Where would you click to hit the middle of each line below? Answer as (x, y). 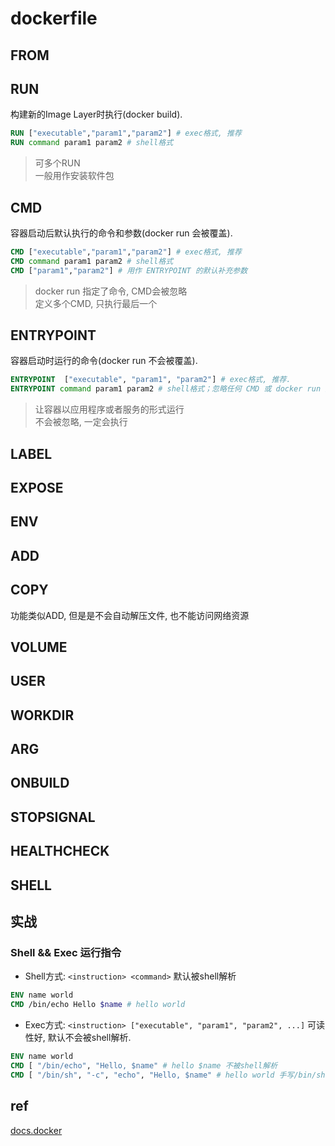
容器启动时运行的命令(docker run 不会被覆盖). (104, 361)
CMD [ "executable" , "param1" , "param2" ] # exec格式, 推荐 (126, 252)
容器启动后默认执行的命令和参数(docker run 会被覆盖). (121, 233)
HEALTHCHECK (60, 851)
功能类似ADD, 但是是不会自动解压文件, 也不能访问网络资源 (130, 615)
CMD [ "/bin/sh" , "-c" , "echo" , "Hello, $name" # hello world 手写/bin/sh (168, 1075)
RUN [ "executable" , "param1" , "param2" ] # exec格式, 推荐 (126, 133)
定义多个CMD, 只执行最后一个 (96, 303)
